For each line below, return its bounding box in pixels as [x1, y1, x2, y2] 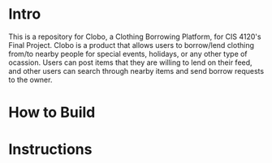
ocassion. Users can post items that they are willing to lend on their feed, [8, 58, 253, 67]
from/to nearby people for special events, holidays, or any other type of [8, 49, 248, 58]
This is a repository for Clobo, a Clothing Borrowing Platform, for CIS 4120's [8, 32, 261, 41]
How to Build [8, 103, 96, 122]
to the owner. [8, 75, 53, 84]
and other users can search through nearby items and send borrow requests [8, 66, 265, 75]
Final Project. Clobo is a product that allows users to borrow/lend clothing [8, 40, 254, 49]
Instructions [8, 140, 93, 159]
